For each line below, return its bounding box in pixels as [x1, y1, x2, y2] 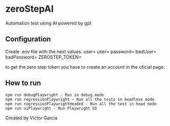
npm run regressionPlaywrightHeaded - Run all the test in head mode [5, 101, 157, 107]
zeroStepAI [5, 3, 54, 15]
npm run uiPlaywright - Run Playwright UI [5, 106, 97, 111]
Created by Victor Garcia [5, 115, 58, 121]
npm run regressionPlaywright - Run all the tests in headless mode [5, 97, 155, 102]
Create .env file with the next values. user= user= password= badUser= [5, 48, 157, 54]
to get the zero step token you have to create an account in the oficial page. [5, 64, 165, 70]
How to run [5, 79, 41, 88]
